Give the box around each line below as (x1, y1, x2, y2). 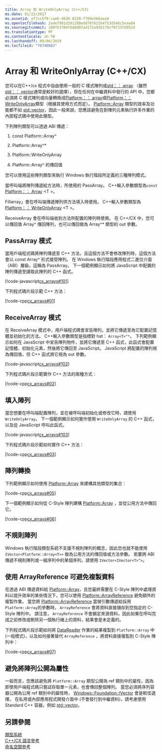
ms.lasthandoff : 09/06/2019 (5, 39, 62, 44)
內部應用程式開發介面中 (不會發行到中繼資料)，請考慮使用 (31, 696, 147, 702)
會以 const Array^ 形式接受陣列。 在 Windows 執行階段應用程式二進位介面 (5, 257, 152, 262)
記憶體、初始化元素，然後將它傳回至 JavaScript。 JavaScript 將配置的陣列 (5, 345, 153, 351)
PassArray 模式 (5, 236, 52, 245)
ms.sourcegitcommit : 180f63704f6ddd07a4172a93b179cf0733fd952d (5, 25, 135, 30)
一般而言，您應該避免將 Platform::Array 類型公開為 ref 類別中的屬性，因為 (5, 678, 154, 684)
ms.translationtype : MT (5, 30, 53, 34)
